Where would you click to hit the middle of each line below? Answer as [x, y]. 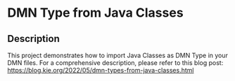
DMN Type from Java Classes [96, 13]
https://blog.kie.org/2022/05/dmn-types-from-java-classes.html [101, 70]
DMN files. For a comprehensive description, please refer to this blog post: [115, 63]
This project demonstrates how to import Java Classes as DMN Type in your [118, 55]
